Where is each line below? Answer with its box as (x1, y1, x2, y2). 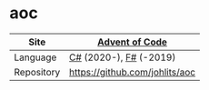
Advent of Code (96, 35, 168, 48)
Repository (14, 65, 61, 78)
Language (14, 51, 57, 64)
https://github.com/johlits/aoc (69, 65, 196, 78)
